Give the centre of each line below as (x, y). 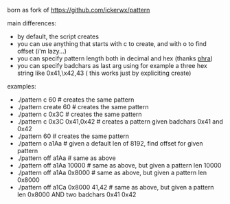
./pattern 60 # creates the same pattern (73, 136)
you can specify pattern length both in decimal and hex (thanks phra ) (115, 58)
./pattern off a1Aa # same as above (66, 158)
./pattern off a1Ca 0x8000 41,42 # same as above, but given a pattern (115, 187)
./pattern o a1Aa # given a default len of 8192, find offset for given (110, 143)
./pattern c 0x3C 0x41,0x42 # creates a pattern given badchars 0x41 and (120, 122)
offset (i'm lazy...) (42, 51)
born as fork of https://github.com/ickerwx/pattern (79, 10)
